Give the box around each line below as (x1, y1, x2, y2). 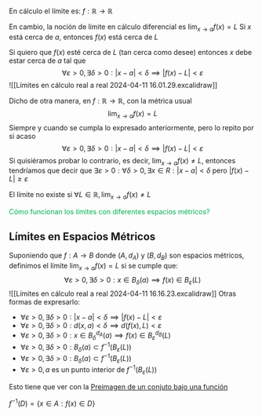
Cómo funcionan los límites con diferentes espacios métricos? (9, 207, 210, 217)
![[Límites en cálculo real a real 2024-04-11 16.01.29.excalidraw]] (9, 80, 218, 89)
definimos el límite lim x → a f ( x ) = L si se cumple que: (9, 261, 179, 272)
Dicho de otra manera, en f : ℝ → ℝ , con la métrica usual (9, 96, 192, 105)
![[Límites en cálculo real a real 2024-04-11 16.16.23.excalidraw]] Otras (9, 289, 237, 298)
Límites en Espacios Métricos (9, 230, 156, 243)
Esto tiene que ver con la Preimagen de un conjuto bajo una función (9, 382, 228, 392)
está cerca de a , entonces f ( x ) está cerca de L (9, 32, 159, 42)
